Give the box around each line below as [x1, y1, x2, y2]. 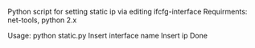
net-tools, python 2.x [7, 15, 77, 25]
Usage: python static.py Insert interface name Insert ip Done [7, 31, 208, 40]
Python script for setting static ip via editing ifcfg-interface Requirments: [7, 7, 248, 16]
